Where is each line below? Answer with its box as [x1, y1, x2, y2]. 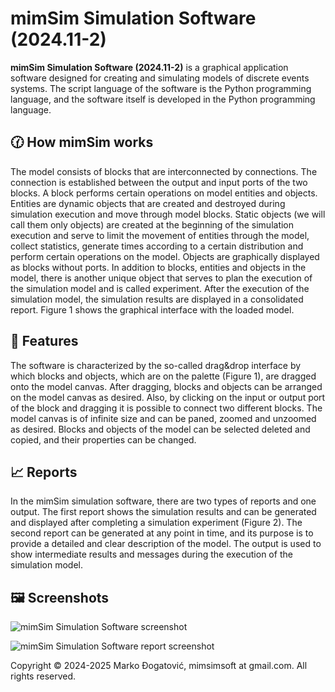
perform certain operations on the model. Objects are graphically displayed [10, 250, 320, 262]
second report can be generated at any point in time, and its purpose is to [10, 527, 314, 539]
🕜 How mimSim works [10, 134, 154, 151]
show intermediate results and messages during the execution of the [10, 548, 293, 561]
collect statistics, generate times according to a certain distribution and [10, 240, 304, 252]
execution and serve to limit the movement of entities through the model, [10, 229, 310, 241]
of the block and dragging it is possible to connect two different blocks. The [10, 402, 323, 414]
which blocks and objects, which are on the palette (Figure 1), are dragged [10, 370, 317, 382]
